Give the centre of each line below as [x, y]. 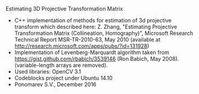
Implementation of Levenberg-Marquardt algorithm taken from [92, 52]
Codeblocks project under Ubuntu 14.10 [63, 78]
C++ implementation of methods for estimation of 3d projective [93, 20]
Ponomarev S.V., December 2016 [55, 84]
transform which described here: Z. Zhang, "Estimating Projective [96, 27]
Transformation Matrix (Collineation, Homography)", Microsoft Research [104, 33]
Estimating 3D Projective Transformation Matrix [64, 9]
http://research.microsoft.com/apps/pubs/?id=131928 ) [82, 46]
